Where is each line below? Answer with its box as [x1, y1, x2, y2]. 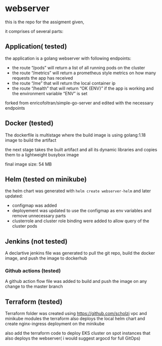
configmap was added [12, 202, 57, 209]
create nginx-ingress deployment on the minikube [5, 321, 105, 327]
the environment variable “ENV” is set [12, 90, 88, 96]
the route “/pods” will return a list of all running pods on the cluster [12, 65, 146, 70]
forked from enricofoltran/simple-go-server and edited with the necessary [5, 100, 154, 106]
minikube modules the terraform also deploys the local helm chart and [5, 316, 146, 322]
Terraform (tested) [5, 297, 63, 306]
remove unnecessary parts [12, 213, 66, 219]
